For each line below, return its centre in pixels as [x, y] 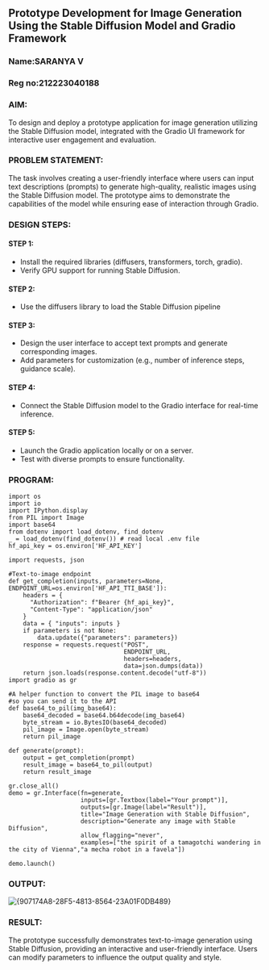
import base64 [32, 525]
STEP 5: [22, 433]
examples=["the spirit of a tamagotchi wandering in [171, 842]
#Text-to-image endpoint [50, 575]
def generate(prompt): [46, 751]
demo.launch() [32, 864]
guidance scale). [48, 369]
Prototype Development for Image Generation [125, 13]
